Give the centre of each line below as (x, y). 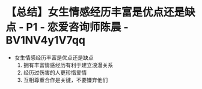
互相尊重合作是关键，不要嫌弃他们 (66, 80)
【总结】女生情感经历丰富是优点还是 (95, 12)
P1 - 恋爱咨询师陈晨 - (77, 27)
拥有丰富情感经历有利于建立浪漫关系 (68, 65)
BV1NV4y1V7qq (45, 40)
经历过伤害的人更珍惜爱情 (55, 72)
